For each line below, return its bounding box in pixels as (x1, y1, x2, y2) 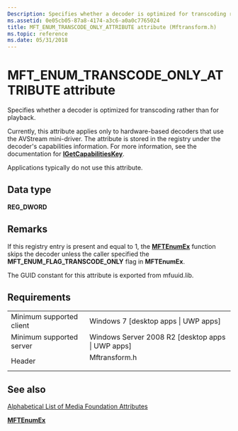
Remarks (7, 223, 48, 235)
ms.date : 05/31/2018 (7, 37, 69, 44)
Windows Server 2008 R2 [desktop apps (89, 332, 226, 342)
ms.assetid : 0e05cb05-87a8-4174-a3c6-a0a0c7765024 (7, 17, 160, 24)
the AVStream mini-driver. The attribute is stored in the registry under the (7, 135, 221, 143)
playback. (7, 113, 36, 122)
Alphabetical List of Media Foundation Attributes (7, 402, 148, 411)
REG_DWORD (7, 203, 47, 211)
